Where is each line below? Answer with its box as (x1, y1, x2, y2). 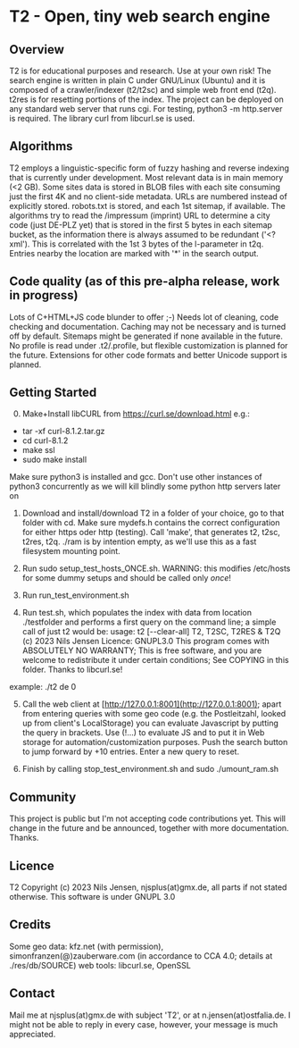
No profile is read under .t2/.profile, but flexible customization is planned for (9, 340, 288, 350)
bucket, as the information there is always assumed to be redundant (9, 229, 260, 239)
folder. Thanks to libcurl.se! (21, 664, 123, 675)
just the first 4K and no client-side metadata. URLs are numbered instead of (9, 190, 287, 202)
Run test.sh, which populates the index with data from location (21, 608, 253, 618)
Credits (9, 918, 52, 933)
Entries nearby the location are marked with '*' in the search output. (9, 247, 259, 258)
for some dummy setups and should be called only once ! (21, 573, 232, 583)
